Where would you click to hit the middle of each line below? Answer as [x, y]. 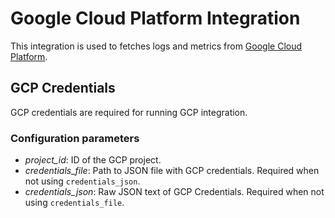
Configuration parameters [75, 138]
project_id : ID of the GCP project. [93, 160]
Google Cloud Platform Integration [155, 18]
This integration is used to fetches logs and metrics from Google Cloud [156, 46]
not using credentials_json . [82, 181]
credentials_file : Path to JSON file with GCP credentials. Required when [172, 171]
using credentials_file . [74, 203]
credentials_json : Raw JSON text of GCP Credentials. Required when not [174, 192]
